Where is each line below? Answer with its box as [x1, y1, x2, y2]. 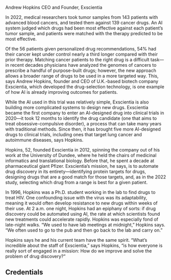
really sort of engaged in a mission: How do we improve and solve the [5, 248, 152, 254]
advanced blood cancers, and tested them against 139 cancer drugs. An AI [5, 20, 163, 26]
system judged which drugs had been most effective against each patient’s [5, 25, 163, 31]
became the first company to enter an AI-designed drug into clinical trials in [5, 110, 164, 116]
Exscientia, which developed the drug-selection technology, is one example [5, 84, 164, 90]
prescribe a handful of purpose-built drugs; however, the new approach [5, 67, 157, 73]
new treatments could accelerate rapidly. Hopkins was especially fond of [5, 216, 158, 222]
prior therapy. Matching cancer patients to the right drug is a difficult [5, 57, 150, 63]
